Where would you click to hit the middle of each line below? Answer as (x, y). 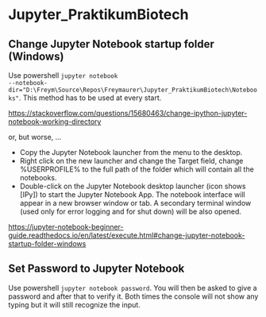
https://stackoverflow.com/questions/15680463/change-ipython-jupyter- (128, 113)
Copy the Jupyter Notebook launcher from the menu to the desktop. (131, 152)
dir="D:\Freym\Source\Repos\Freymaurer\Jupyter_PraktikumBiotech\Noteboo (133, 90)
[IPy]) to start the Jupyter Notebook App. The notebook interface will (132, 195)
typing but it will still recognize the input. (74, 304)
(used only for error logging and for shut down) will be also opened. (131, 211)
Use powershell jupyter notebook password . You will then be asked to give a (133, 288)
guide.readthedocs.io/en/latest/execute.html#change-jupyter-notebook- (127, 235)
